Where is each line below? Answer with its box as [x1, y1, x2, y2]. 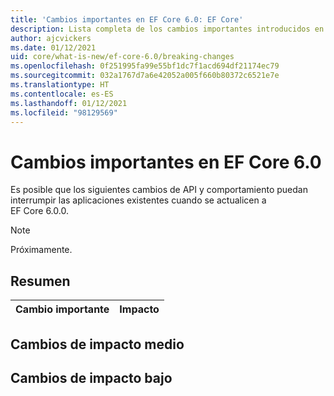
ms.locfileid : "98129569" [10, 107, 118, 118]
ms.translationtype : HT [10, 80, 110, 90]
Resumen [10, 272, 71, 290]
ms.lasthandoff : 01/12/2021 [10, 98, 128, 108]
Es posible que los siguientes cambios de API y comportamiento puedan [10, 184, 308, 196]
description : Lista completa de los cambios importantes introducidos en [10, 24, 325, 34]
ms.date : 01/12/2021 [10, 42, 97, 53]
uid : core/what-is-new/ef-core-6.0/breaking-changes [10, 52, 235, 62]
